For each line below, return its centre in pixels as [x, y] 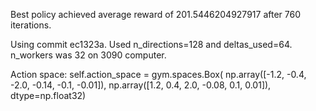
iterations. [31, 25]
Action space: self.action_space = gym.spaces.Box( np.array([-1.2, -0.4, [158, 74]
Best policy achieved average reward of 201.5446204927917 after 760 [155, 14]
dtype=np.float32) [48, 95]
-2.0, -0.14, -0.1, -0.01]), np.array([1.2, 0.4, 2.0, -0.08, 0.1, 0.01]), [141, 85]
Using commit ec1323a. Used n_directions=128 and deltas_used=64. [151, 44]
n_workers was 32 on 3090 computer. [88, 55]
